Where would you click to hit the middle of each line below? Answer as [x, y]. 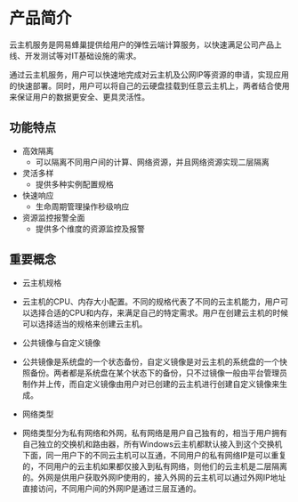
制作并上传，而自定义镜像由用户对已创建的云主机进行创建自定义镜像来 [151, 384]
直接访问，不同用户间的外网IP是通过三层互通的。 [112, 488]
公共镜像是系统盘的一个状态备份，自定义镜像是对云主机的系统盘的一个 [151, 361]
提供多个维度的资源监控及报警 [90, 229]
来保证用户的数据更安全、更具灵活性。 [79, 97]
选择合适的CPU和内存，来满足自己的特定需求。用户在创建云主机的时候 [159, 312]
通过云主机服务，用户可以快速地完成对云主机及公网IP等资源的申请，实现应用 [149, 74]
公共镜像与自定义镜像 [61, 343]
